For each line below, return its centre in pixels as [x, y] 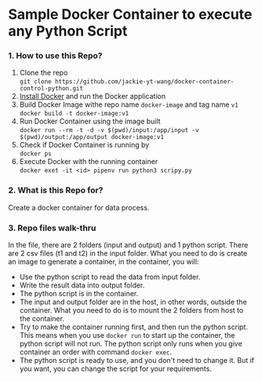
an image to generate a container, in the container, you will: [104, 262]
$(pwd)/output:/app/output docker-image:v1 [92, 137]
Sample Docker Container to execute [130, 15]
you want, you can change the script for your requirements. [115, 369]
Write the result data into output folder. [82, 285]
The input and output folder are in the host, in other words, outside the [133, 302]
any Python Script [68, 31]
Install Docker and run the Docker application [93, 97]
